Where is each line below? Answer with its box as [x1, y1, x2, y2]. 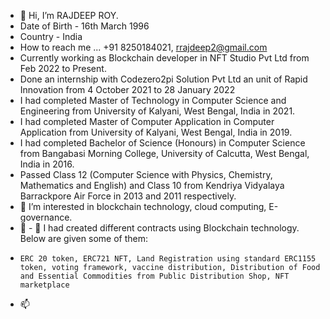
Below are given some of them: [19, 233, 148, 244]
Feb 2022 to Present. [19, 63, 107, 74]
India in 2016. [19, 158, 75, 170]
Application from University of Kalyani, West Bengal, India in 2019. [19, 126, 293, 138]
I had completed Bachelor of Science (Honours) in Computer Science [19, 137, 306, 149]
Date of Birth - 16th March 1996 [19, 20, 150, 32]
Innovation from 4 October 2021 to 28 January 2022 [19, 84, 236, 95]
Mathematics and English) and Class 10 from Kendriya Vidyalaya [19, 180, 285, 191]
